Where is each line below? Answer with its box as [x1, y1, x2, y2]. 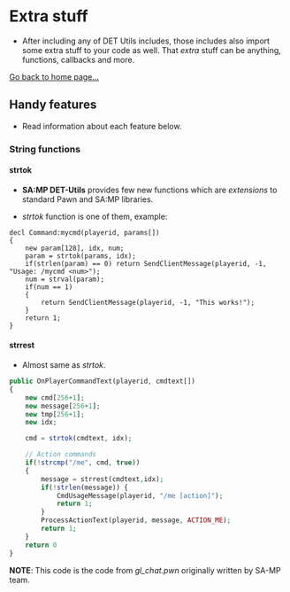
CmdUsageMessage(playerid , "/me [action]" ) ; [56, 491, 224, 500]
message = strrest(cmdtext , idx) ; [41, 474, 164, 484]
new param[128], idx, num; [25, 244, 125, 253]
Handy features [9, 97, 97, 113]
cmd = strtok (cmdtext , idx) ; [25, 434, 133, 443]
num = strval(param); [25, 275, 104, 284]
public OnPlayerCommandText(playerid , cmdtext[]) [9, 377, 196, 386]
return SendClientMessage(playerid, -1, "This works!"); [41, 298, 255, 307]
